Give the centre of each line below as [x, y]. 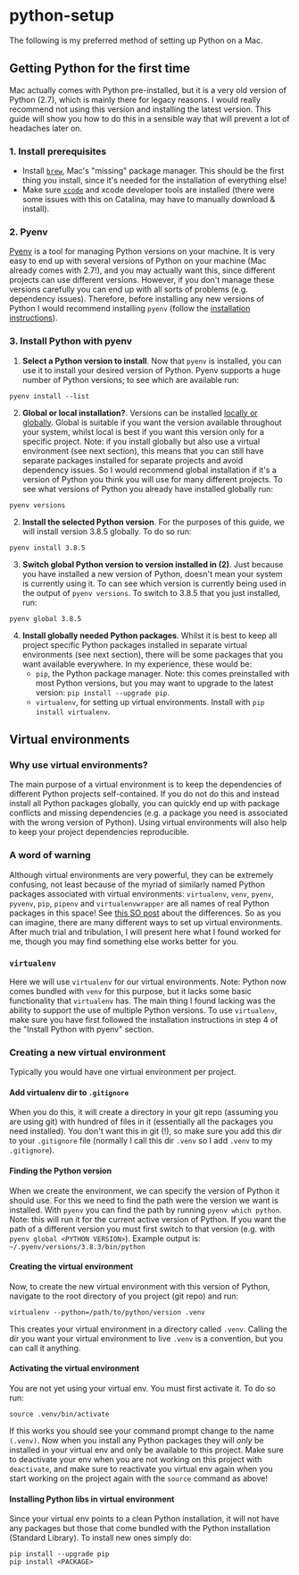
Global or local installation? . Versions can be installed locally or [140, 413]
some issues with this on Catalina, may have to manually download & [149, 200]
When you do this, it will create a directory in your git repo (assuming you [144, 1112]
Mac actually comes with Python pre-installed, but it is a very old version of [148, 89]
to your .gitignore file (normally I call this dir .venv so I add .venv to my [141, 1141]
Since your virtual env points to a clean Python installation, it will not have [144, 1519]
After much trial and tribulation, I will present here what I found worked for [145, 932]
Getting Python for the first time [100, 68]
